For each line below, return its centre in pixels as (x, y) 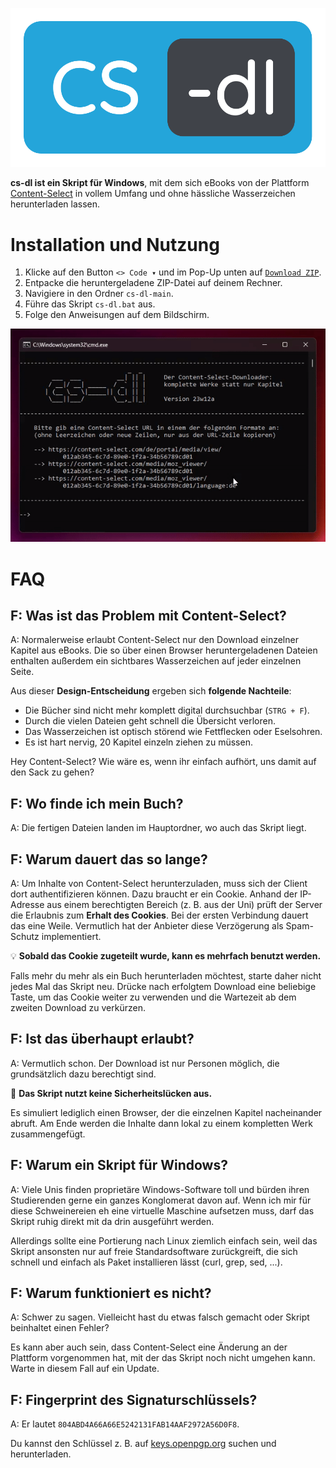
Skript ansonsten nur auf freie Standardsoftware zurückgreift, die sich (154, 1251)
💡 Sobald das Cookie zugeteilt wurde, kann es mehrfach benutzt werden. (166, 955)
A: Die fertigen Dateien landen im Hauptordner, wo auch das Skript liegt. (158, 828)
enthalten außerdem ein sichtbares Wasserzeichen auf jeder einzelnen (156, 661)
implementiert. (71, 936)
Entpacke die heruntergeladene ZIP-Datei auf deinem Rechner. (153, 283)
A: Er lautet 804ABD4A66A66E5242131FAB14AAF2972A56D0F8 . (125, 1424)
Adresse (27, 904)
